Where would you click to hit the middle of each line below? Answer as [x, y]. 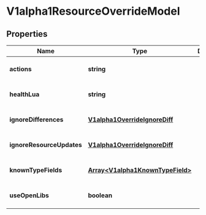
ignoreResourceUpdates [46, 145]
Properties [27, 34]
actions [21, 69]
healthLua [25, 94]
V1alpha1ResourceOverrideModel [93, 11]
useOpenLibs [29, 195]
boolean [100, 195]
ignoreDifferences [36, 119]
